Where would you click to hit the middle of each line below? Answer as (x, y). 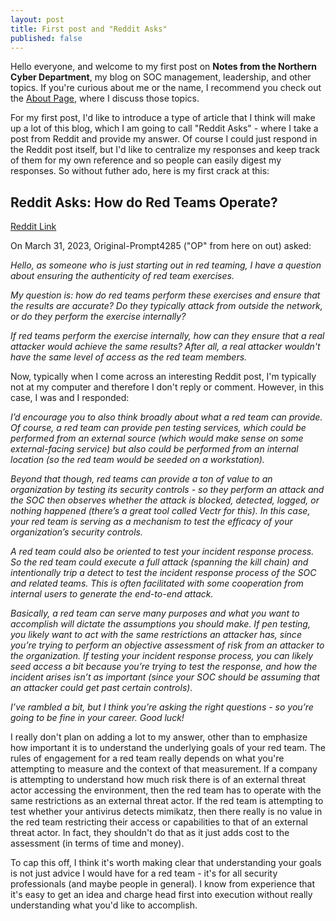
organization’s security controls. (77, 532)
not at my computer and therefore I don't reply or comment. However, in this (167, 387)
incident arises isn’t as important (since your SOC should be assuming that (165, 677)
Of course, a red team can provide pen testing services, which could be (158, 428)
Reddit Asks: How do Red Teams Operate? (144, 202)
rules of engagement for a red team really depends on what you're (147, 758)
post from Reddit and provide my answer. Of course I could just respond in (164, 139)
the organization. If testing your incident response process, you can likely (162, 656)
